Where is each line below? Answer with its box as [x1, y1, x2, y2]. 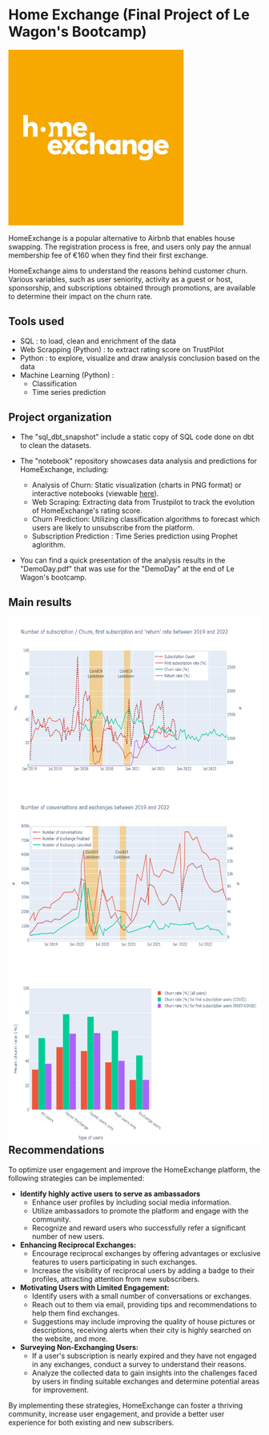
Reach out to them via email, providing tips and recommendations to [31, 1299, 258, 1309]
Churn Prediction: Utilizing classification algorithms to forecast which [31, 514, 260, 523]
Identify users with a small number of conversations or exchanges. [31, 1291, 252, 1301]
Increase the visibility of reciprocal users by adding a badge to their [31, 1266, 255, 1275]
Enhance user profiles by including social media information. [31, 1197, 232, 1207]
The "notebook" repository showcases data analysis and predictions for [19, 456, 258, 465]
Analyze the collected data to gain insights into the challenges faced [31, 1368, 258, 1377]
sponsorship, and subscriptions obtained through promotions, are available [8, 283, 256, 292]
